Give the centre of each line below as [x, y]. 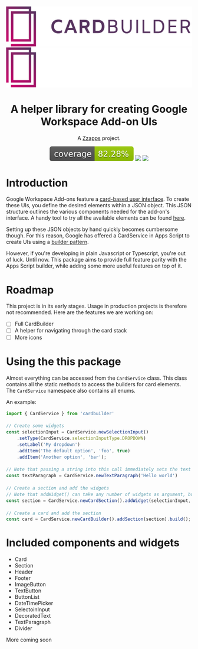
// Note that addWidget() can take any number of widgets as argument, [96, 494]
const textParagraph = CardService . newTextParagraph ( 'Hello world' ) [92, 476]
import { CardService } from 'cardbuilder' [60, 413]
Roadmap [30, 290]
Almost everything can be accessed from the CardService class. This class [97, 378]
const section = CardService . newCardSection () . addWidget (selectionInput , [99, 500]
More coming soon [29, 640]
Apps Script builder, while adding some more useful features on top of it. [94, 266]
